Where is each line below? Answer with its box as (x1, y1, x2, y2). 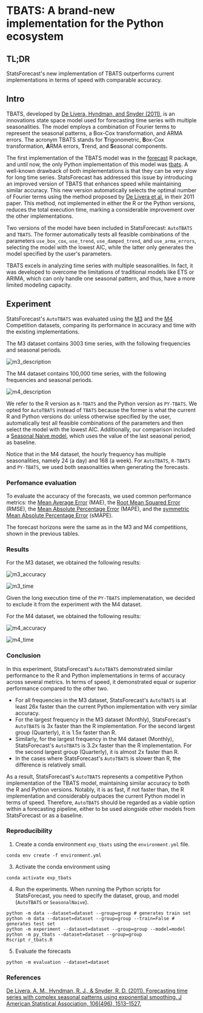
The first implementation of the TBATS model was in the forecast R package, (6, 154, 198, 161)
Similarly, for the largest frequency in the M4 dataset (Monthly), (15, 735, 174, 742)
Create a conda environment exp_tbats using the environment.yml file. (15, 840, 190, 848)
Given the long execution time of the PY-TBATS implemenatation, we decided (6, 594, 195, 602)
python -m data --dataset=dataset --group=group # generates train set (6, 910, 191, 916)
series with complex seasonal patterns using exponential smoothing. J (6, 994, 182, 1001)
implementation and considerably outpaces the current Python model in (6, 792, 186, 799)
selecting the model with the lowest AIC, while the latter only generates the (6, 243, 193, 251)
